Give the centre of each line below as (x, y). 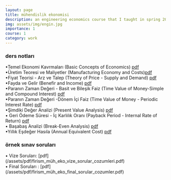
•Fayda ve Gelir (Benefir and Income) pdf (49, 83)
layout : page (19, 10)
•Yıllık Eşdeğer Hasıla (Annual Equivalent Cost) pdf (59, 132)
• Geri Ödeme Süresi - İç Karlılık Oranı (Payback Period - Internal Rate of (81, 116)
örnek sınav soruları (31, 145)
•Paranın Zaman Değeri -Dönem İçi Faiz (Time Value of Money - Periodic (82, 99)
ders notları (20, 56)
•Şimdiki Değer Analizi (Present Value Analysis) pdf (59, 110)
